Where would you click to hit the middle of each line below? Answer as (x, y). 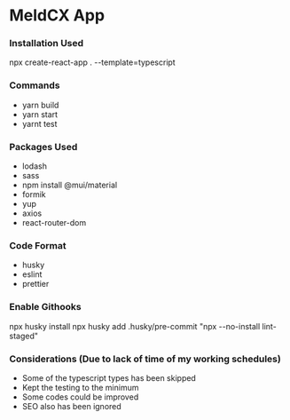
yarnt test (39, 123)
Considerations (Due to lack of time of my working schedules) (145, 359)
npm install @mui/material (70, 185)
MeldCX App (57, 16)
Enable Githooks (45, 307)
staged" (24, 336)
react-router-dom (54, 223)
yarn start (40, 114)
